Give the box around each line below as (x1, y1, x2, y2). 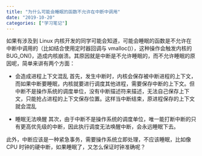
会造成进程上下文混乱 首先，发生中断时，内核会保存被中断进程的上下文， (14, 73, 197, 80)
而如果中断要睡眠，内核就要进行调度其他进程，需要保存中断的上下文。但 (14, 80, 195, 87)
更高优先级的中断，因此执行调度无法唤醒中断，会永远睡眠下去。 (20, 123, 179, 130)
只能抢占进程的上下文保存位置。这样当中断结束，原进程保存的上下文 (25, 95, 195, 102)
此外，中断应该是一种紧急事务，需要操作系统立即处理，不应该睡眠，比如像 (6, 136, 191, 143)
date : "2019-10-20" (6, 14, 55, 20)
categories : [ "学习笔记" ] (6, 20, 68, 26)
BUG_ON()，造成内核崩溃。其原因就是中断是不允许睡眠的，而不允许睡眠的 (6, 52, 191, 60)
